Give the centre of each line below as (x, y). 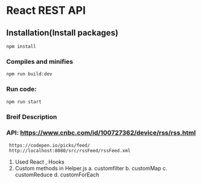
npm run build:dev (29, 74)
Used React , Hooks (39, 162)
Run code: (22, 89)
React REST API (46, 11)
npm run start (24, 102)
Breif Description (32, 117)
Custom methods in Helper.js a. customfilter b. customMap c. (91, 168)
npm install (21, 46)
